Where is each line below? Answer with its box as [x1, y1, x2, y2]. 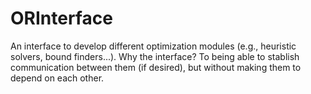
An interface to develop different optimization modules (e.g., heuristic [10, 40, 297, 52]
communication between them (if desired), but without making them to [10, 61, 302, 73]
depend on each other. [10, 72, 105, 84]
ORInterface [10, 7, 113, 30]
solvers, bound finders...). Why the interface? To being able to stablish [10, 50, 300, 62]
